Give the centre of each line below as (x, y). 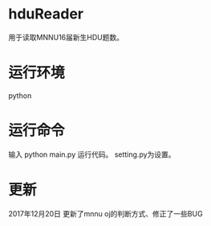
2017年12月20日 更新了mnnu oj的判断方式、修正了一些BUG (105, 213)
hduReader (46, 14)
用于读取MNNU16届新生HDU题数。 (66, 37)
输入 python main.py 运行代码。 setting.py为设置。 (92, 154)
